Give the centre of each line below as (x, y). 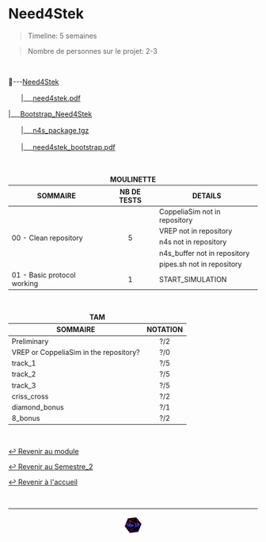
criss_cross (30, 396)
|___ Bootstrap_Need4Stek (50, 114)
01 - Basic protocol (44, 275)
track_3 (24, 385)
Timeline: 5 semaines (62, 36)
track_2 (24, 374)
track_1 (24, 363)
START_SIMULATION (193, 279)
